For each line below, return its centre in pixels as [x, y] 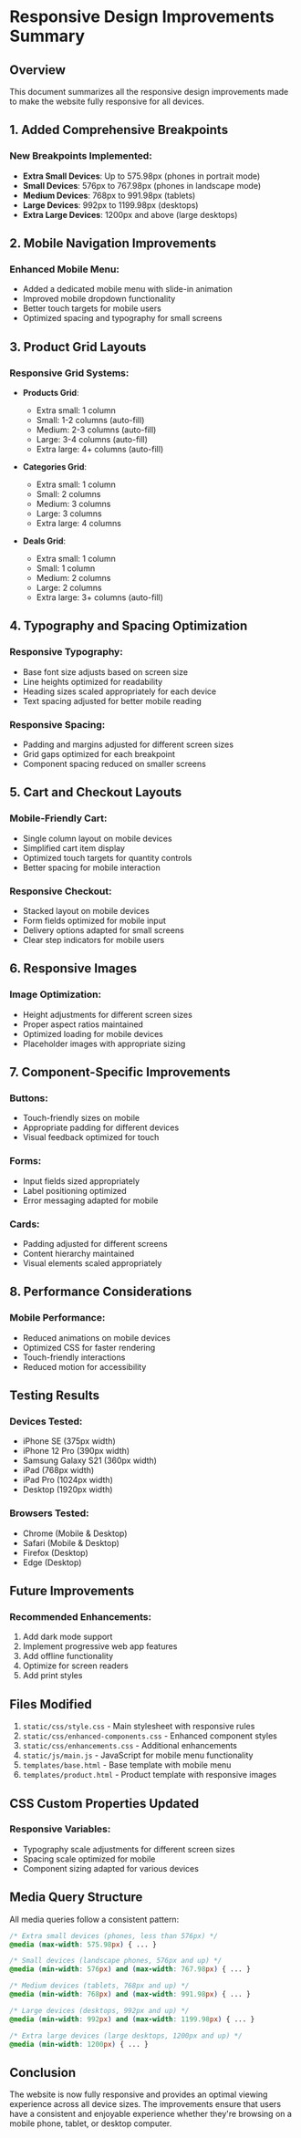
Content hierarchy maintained [78, 1253]
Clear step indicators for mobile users [93, 940]
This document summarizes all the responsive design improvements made [149, 92]
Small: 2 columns [68, 494]
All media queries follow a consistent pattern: [94, 1919]
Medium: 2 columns [73, 578]
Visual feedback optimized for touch [91, 1137]
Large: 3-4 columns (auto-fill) [92, 440]
